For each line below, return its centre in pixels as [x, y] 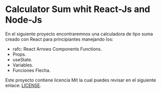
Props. [19, 54]
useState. [22, 59]
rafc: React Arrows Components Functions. [57, 49]
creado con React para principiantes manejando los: [59, 39]
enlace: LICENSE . [23, 85]
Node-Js [24, 20]
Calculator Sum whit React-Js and [78, 9]
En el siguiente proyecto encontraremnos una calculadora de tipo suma [79, 34]
